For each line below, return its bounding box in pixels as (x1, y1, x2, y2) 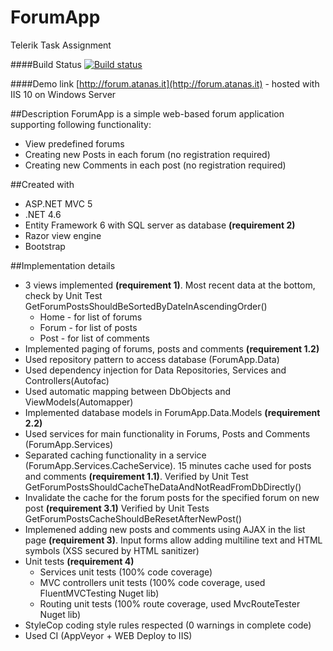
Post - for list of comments (39, 332, 150, 344)
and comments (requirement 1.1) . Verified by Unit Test (24, 470, 249, 482)
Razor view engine (24, 229, 102, 241)
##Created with (10, 178, 75, 190)
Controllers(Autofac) (24, 374, 110, 386)
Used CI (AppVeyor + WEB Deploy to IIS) (24, 629, 193, 641)
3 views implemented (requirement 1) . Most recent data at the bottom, (24, 279, 316, 291)
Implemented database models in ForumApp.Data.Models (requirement (24, 406, 321, 418)
